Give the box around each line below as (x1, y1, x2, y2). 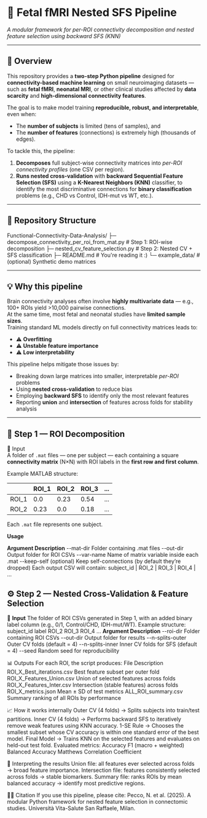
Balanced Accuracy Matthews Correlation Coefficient (7, 748, 142, 755)
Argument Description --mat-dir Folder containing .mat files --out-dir (7, 545, 184, 552)
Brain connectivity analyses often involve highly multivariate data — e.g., (7, 297, 194, 305)
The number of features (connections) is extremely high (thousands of (15, 128, 196, 136)
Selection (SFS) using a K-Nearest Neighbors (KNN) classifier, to (15, 178, 183, 186)
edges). (15, 135, 36, 143)
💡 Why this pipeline (7, 281, 83, 291)
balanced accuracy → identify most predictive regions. (7, 780, 146, 787)
